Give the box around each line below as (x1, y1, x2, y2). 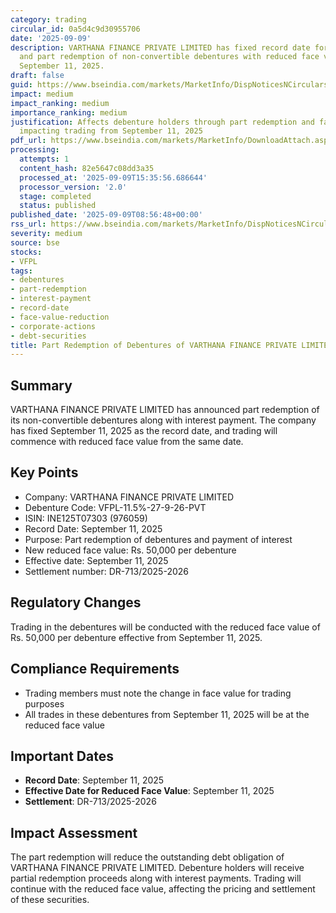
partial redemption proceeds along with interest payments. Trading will (10, 872, 302, 885)
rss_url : (10, 219, 47, 230)
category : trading (10, 14, 87, 25)
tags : (10, 266, 33, 276)
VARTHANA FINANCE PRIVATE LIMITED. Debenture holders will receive (10, 862, 305, 874)
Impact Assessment (10, 824, 138, 841)
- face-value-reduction (10, 312, 110, 322)
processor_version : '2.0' (19, 182, 128, 192)
